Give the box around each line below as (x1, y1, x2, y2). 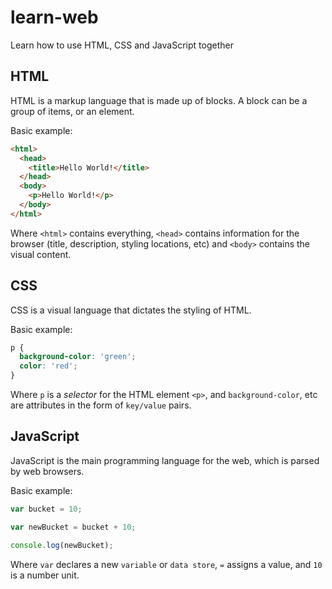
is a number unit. (10, 569, 80, 581)
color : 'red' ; (19, 361, 78, 371)
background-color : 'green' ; (19, 352, 137, 362)
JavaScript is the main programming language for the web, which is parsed (10, 454, 320, 466)
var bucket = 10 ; (10, 504, 83, 514)
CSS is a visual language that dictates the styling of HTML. (10, 304, 252, 316)
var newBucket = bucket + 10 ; (10, 522, 137, 532)
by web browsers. (10, 465, 85, 477)
